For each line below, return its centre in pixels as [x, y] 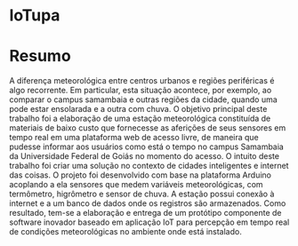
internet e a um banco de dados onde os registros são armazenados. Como [148, 203]
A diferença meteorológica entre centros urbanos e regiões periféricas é [142, 81]
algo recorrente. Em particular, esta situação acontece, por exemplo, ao [141, 91]
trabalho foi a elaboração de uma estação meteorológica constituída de [140, 119]
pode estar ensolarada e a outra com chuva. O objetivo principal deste [138, 109]
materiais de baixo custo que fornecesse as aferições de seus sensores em [148, 128]
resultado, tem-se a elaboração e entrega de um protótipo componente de [145, 213]
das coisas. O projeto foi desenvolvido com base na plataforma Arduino [140, 175]
